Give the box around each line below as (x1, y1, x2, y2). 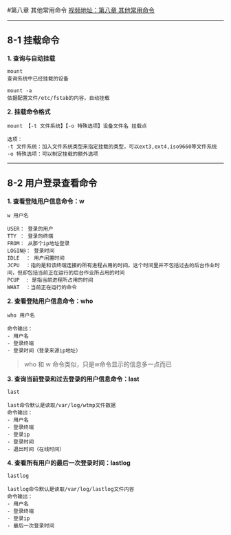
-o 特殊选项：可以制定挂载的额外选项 (7, 150, 98, 157)
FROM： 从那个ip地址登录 (7, 240, 70, 246)
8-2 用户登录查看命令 (7, 178, 98, 189)
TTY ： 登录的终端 (7, 233, 54, 240)
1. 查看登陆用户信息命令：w (7, 197, 85, 205)
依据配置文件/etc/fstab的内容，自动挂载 (7, 94, 110, 101)
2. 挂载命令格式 (7, 107, 51, 116)
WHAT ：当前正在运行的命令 (7, 284, 77, 291)
